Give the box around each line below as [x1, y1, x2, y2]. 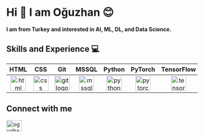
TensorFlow [161, 65, 196, 74]
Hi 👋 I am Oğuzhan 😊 [6, 5, 114, 19]
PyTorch [130, 65, 156, 74]
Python [103, 65, 125, 74]
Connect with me [6, 103, 73, 114]
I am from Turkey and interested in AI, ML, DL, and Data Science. [6, 26, 172, 33]
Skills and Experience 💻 [6, 44, 100, 54]
